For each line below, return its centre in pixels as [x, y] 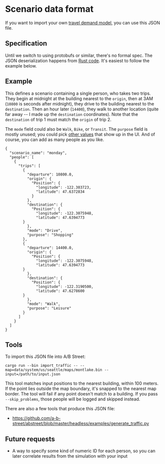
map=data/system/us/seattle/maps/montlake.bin [54, 370]
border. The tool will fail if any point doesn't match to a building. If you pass [82, 394]
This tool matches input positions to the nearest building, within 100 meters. [82, 384]
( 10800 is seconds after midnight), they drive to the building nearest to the [80, 104]
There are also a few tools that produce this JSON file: [60, 409]
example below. [21, 66]
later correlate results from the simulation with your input [70, 456]
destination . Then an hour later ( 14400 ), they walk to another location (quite [82, 109]
